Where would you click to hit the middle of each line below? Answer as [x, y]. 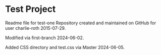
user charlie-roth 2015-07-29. [35, 28]
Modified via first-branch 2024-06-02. [45, 38]
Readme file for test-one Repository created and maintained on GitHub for [80, 23]
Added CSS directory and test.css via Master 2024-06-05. [65, 47]
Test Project [30, 9]
